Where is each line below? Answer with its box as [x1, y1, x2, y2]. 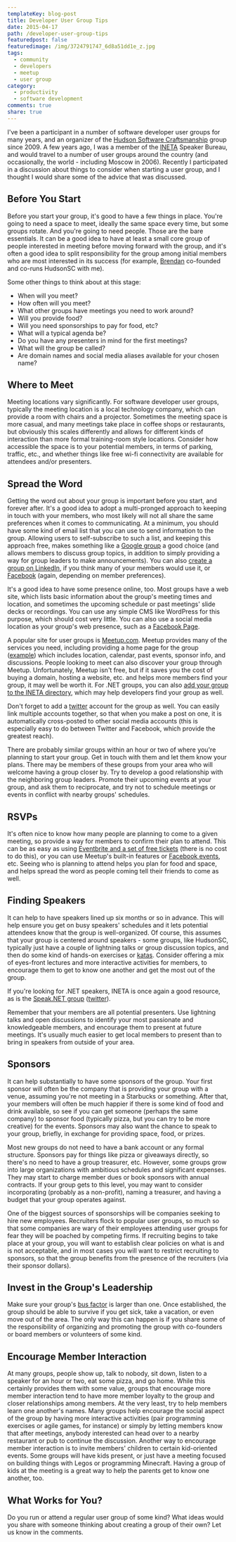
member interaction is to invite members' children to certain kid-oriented [7, 1444, 218, 1453]
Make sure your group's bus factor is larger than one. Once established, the [7, 1300, 227, 1309]
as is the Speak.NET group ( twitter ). [7, 994, 111, 1003]
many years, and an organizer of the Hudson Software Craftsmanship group [7, 135, 227, 144]
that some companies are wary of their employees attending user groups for [7, 1224, 228, 1232]
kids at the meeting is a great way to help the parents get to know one [7, 1467, 209, 1475]
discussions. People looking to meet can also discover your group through [7, 659, 223, 667]
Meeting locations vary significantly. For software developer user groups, [7, 398, 219, 406]
